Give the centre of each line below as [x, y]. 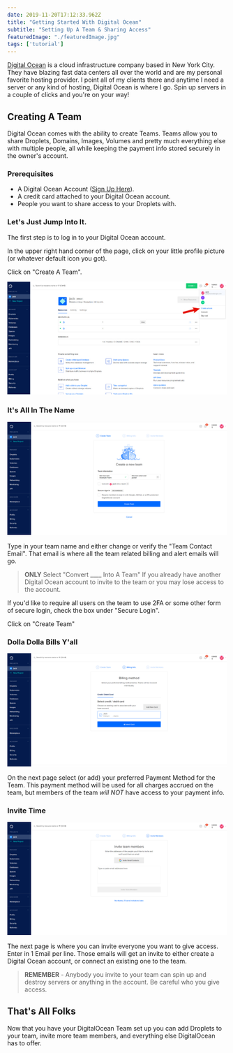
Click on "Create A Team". [45, 272]
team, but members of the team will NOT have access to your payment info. [116, 792]
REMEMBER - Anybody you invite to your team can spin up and [115, 974]
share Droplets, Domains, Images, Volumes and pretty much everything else [116, 140]
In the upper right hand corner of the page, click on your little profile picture [116, 251]
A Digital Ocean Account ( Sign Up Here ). [76, 189]
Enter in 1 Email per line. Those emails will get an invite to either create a [111, 953]
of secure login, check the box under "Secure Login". [84, 610]
